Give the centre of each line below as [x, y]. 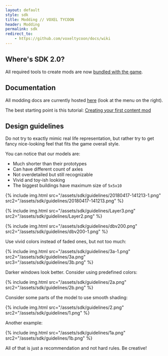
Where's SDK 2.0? [35, 59]
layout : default [22, 10]
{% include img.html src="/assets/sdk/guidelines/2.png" [65, 307]
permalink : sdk [21, 29]
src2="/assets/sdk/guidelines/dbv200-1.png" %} [57, 232]
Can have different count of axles [48, 169]
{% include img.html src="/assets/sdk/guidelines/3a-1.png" [68, 252]
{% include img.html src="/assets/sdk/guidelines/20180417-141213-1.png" [83, 196]
